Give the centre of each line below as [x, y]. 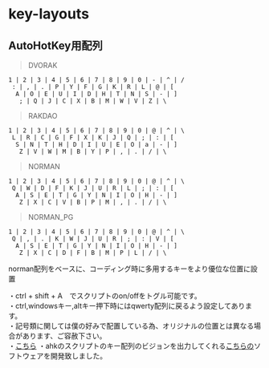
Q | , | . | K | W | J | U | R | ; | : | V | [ [93, 239]
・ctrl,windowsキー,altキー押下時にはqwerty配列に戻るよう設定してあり [127, 306]
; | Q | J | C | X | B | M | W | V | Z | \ [93, 101]
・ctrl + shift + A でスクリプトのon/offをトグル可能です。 [105, 296]
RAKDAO [43, 116]
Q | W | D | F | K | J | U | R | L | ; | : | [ [93, 188]
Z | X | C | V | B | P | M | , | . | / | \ [93, 202]
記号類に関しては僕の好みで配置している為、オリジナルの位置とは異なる [134, 326]
